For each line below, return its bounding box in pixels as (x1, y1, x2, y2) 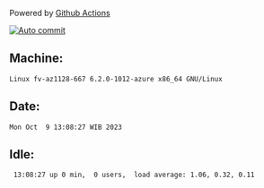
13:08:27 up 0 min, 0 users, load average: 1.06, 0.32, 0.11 (13, 170, 255, 180)
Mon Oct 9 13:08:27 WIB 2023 (9, 123, 123, 132)
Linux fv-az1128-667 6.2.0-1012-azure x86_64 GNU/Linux (9, 74, 223, 83)
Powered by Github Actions (9, 8, 110, 18)
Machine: (9, 51, 64, 66)
